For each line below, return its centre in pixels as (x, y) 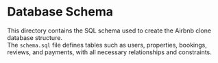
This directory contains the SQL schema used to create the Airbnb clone (109, 30)
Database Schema (60, 12)
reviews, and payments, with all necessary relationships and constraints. (110, 52)
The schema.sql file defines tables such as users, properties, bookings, (107, 45)
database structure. (35, 37)
